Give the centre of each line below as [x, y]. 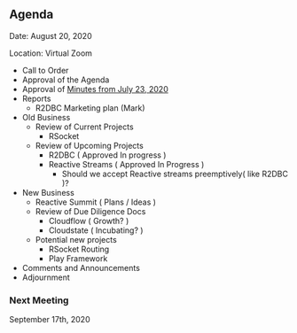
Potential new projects [76, 239]
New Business [48, 192]
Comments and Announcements [81, 267]
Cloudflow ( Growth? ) [89, 221]
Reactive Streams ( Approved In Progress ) [126, 164]
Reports [36, 98]
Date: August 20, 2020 [51, 35]
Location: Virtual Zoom [51, 53]
